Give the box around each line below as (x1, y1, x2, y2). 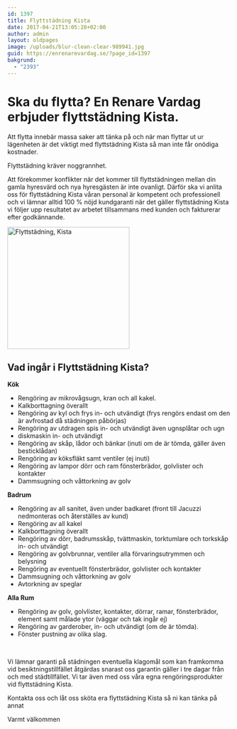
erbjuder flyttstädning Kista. (7, 109, 180, 125)
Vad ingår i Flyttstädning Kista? (7, 361, 149, 373)
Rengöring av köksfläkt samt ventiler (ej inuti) (17, 454, 150, 463)
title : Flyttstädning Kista (7, 17, 91, 24)
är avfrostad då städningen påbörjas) (17, 417, 127, 425)
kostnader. (7, 147, 39, 156)
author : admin (7, 30, 50, 38)
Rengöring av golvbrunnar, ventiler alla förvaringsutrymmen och (17, 549, 205, 558)
